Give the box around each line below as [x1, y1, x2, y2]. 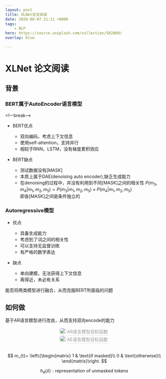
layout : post [5, 7, 33, 13]
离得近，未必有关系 [20, 276, 60, 282]
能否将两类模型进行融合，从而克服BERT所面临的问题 [5, 287, 113, 293]
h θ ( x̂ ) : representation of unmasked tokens [40, 368, 129, 375]
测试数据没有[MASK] [20, 167, 63, 173]
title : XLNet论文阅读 [5, 12, 48, 17]
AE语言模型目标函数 [67, 336, 108, 342]
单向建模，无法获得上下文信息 [20, 270, 82, 276]
